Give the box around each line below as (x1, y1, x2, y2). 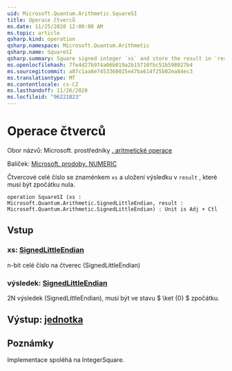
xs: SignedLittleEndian (7, 245, 84, 255)
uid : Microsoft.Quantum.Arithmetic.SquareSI (7, 10, 137, 17)
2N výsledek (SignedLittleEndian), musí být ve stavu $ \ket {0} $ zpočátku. (7, 294, 220, 302)
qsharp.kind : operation (7, 36, 76, 43)
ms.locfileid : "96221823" (7, 94, 81, 101)
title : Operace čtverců (7, 17, 76, 23)
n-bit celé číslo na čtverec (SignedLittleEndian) (7, 260, 141, 269)
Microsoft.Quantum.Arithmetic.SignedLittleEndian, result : (7, 200, 184, 207)
